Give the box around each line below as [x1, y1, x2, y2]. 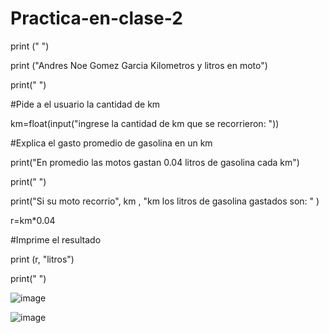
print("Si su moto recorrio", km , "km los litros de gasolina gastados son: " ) [10, 195, 320, 207]
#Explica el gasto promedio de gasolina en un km [10, 137, 213, 149]
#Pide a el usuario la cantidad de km [10, 98, 161, 110]
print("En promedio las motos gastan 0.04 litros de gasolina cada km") [10, 156, 300, 168]
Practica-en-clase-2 [10, 7, 183, 30]
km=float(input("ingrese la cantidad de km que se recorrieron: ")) [10, 117, 280, 129]
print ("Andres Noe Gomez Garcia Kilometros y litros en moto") [10, 59, 268, 71]
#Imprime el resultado [10, 233, 102, 246]
